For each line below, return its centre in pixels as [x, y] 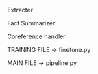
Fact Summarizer [31, 23]
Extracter [20, 10]
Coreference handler [37, 36]
